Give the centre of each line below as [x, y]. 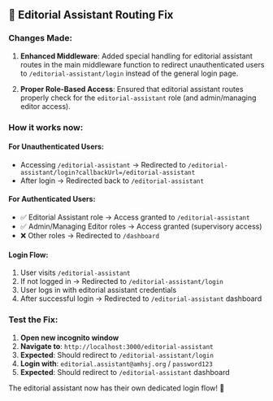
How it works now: [46, 127]
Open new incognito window [69, 338]
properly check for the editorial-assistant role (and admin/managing [138, 98]
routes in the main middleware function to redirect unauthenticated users [142, 64]
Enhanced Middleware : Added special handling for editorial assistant [136, 56]
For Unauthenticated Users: [56, 146]
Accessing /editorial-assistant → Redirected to [103, 164]
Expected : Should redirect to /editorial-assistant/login [117, 355]
